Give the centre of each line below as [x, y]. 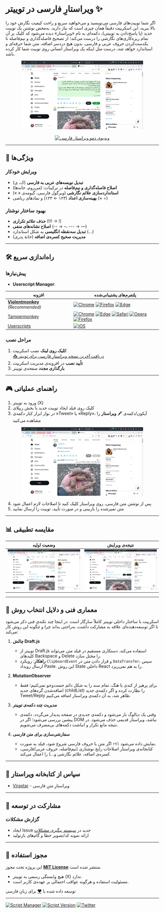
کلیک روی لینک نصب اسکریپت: [40, 350]
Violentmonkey [23, 302]
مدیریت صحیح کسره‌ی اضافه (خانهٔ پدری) [49, 236]
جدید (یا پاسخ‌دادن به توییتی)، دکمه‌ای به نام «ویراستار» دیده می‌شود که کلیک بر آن [79, 33]
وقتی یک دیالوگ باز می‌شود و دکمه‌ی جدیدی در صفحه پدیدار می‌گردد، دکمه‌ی [88, 715]
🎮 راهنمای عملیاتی [31, 389]
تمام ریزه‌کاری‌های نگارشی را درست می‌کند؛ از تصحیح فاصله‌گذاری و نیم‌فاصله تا [77, 38]
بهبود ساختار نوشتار [26, 211]
